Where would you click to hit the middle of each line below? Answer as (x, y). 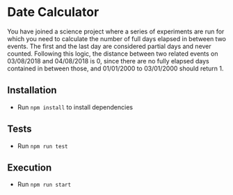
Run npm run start (44, 185)
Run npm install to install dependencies (75, 107)
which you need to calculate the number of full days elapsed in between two (117, 38)
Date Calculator (53, 12)
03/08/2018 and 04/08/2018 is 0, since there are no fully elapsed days (109, 61)
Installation (32, 90)
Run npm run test (42, 146)
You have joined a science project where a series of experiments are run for (116, 31)
